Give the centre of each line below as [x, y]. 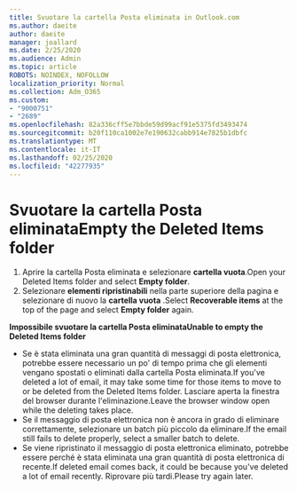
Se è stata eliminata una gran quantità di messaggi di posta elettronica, [152, 354]
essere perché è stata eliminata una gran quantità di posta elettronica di [153, 457]
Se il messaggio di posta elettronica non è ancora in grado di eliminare [150, 420]
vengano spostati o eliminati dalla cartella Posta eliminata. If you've [144, 373]
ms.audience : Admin [45, 59]
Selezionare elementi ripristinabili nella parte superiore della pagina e [150, 291]
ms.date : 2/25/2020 [45, 51]
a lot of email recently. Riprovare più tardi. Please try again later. [138, 477]
